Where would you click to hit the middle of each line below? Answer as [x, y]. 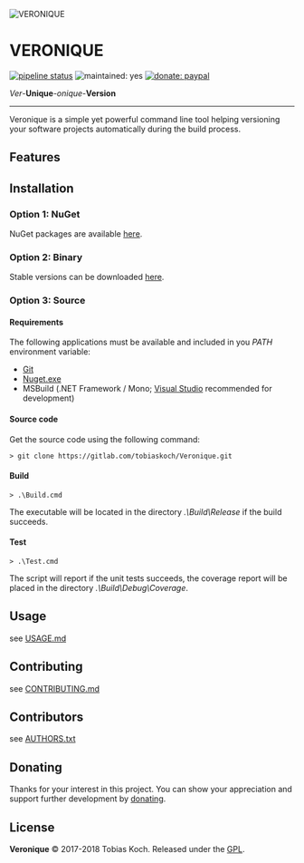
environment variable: [50, 352]
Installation [42, 188]
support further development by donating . [88, 799]
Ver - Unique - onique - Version [62, 93]
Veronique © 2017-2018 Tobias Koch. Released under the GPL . [127, 849]
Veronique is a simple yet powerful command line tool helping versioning [145, 119]
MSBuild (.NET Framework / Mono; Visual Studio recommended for [147, 389]
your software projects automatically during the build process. [125, 129]
